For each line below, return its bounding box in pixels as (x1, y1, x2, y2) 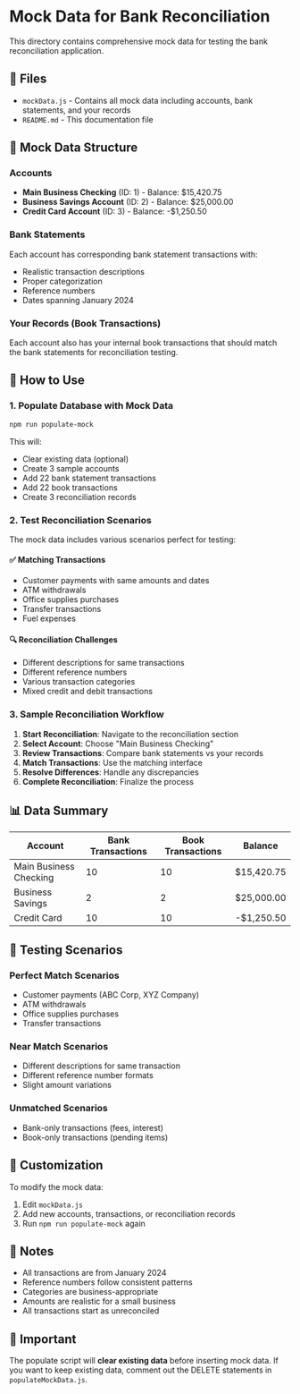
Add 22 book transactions (21, 481, 118, 493)
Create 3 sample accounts (21, 463, 120, 473)
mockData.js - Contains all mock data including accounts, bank (21, 95, 254, 106)
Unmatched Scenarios (9, 1102, 109, 1115)
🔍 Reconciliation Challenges (9, 633, 118, 645)
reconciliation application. (9, 45, 104, 55)
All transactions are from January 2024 (21, 1268, 167, 1279)
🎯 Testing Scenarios (9, 942, 123, 957)
